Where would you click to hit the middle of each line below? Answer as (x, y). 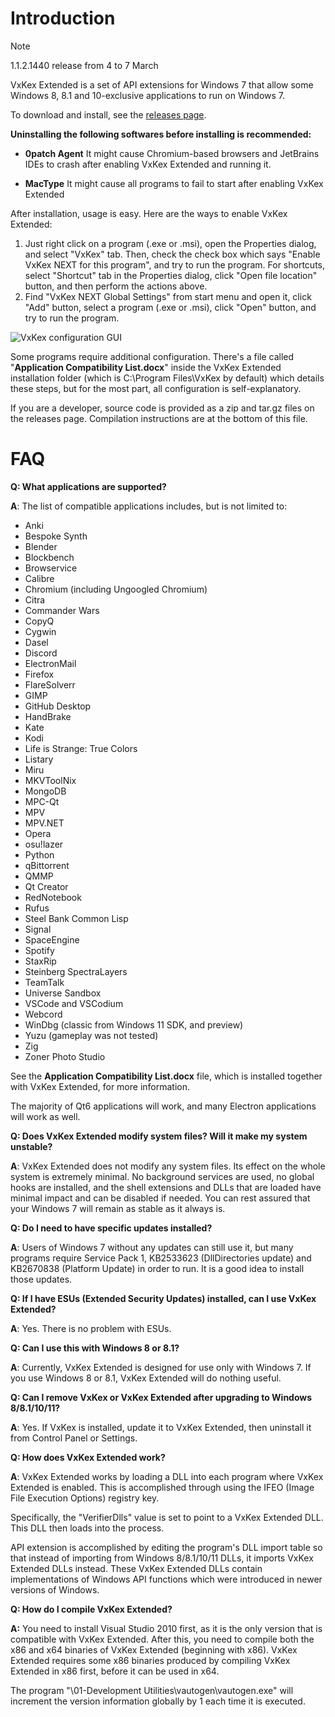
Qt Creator (46, 886)
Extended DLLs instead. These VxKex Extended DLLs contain (136, 1568)
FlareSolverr (50, 684)
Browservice (51, 568)
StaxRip (40, 961)
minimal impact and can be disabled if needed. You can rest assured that (160, 1198)
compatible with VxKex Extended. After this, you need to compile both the (162, 1639)
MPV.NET (44, 823)
